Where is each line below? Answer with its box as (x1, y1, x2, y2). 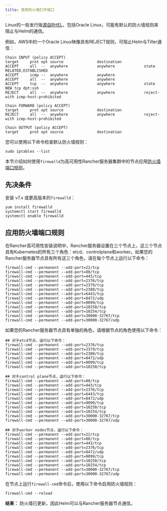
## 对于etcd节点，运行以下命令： (5, 338, 66, 343)
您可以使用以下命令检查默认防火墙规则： (5, 139, 88, 145)
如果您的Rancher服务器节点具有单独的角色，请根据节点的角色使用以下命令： (5, 327, 162, 333)
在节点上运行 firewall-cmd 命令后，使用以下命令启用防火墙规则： (5, 481, 137, 487)
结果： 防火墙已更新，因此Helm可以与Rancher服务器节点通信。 (5, 500, 135, 506)
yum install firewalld (5, 205, 52, 210)
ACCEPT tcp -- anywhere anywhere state (5, 81, 155, 86)
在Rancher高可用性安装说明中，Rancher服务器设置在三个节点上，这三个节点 (5, 242, 162, 248)
